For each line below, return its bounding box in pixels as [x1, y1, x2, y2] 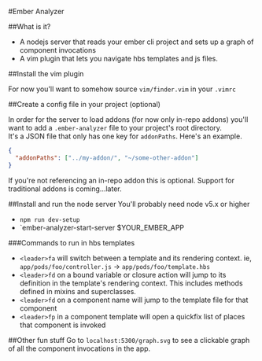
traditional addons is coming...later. [8, 184, 122, 193]
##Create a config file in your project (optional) [8, 100, 161, 109]
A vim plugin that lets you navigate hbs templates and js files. [19, 54, 218, 63]
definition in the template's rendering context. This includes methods [19, 278, 243, 288]
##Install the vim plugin [8, 69, 84, 78]
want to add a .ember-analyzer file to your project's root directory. [8, 123, 223, 132]
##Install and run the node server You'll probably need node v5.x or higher [8, 199, 250, 208]
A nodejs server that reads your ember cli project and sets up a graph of [19, 37, 254, 46]
